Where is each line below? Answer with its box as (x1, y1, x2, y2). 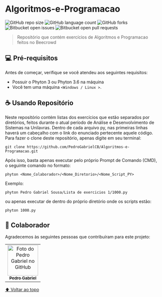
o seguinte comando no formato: (5, 162, 71, 168)
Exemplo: (5, 180, 24, 186)
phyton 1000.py (5, 208, 36, 213)
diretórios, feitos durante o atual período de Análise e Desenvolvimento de (5, 119, 155, 125)
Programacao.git (5, 149, 38, 154)
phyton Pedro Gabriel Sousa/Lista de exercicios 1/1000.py (5, 190, 128, 195)
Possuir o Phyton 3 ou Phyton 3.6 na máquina (12, 79, 104, 85)
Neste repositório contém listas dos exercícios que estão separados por (5, 114, 150, 120)
